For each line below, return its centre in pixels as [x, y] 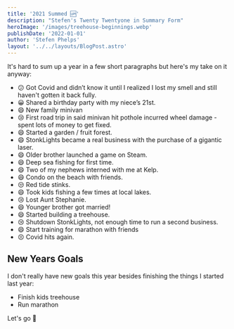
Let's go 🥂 [22, 318]
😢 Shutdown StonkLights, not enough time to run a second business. [118, 222]
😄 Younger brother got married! [64, 207]
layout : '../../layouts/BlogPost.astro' [67, 46]
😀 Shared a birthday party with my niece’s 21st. [86, 102]
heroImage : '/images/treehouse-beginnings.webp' [80, 27]
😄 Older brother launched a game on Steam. [82, 155]
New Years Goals [45, 259]
